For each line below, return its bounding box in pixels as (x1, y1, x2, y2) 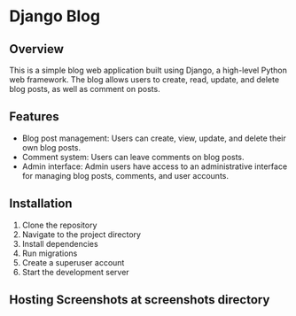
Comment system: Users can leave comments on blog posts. (21, 151, 245, 162)
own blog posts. (21, 142, 82, 152)
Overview (9, 42, 65, 57)
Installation (9, 197, 73, 212)
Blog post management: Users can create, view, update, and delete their (21, 133, 286, 143)
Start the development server (21, 266, 130, 277)
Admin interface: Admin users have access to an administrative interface (21, 161, 288, 172)
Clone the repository (21, 220, 97, 230)
